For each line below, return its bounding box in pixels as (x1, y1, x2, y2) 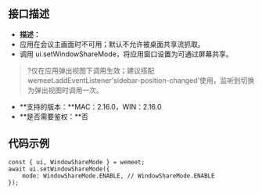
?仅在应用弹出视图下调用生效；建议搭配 (27, 66, 155, 75)
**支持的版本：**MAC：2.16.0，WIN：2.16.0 (19, 102, 162, 111)
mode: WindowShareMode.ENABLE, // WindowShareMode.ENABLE (22, 171, 215, 180)
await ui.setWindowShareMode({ (8, 165, 110, 173)
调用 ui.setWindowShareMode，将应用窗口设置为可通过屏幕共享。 (19, 49, 233, 59)
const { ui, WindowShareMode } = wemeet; (8, 158, 145, 166)
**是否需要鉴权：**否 (19, 112, 88, 121)
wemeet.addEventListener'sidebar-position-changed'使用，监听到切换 (27, 75, 255, 84)
